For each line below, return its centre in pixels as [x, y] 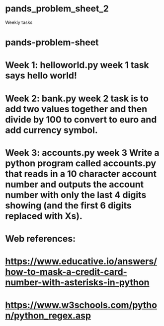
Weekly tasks [19, 22]
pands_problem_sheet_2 [57, 9]
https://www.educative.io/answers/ [81, 261]
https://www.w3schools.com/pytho [81, 305]
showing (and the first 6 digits [68, 205]
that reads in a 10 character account [81, 174]
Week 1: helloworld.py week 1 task [77, 65]
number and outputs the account [75, 184]
